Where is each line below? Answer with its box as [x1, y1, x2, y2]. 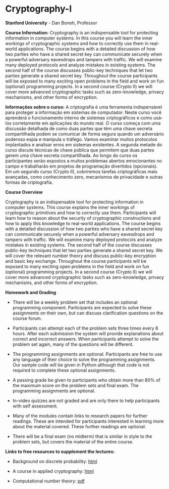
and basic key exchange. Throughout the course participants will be [5, 258, 147, 264]
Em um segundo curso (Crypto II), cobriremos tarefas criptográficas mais [5, 168, 158, 175]
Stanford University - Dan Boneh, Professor [5, 20, 97, 26]
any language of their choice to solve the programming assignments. [12, 356, 156, 362]
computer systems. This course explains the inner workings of [5, 204, 135, 210]
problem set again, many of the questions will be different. [12, 341, 134, 347]
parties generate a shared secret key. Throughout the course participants [5, 72, 158, 78]
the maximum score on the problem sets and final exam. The [12, 382, 139, 388]
